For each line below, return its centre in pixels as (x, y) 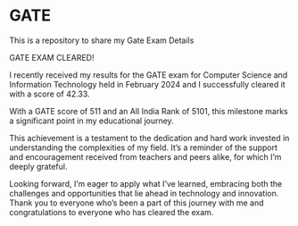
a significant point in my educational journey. (91, 121)
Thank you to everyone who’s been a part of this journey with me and (137, 203)
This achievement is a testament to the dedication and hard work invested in (149, 138)
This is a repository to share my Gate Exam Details (102, 40)
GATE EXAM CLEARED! (52, 57)
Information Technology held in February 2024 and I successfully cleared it (147, 84)
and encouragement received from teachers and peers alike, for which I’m (145, 156)
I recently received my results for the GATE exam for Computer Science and (149, 75)
